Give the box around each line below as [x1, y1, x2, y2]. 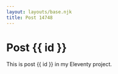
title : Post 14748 [6, 15, 53, 21]
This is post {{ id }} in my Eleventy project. [6, 61, 113, 68]
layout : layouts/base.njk [6, 8, 72, 15]
